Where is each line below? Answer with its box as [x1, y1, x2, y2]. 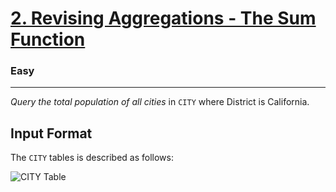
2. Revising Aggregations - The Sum [10, 7, 317, 30]
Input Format [10, 125, 93, 142]
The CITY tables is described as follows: [10, 152, 175, 164]
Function [10, 28, 86, 51]
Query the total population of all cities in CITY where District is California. [10, 96, 310, 108]
